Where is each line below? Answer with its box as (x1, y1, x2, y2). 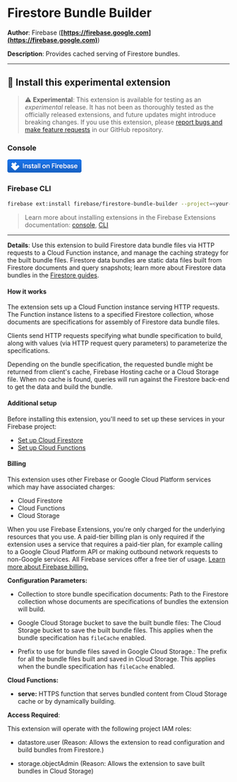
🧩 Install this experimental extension (7, 76, 171, 89)
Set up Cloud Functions (17, 443, 86, 452)
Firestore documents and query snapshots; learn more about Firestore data (7, 263, 226, 272)
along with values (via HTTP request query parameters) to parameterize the (7, 339, 228, 347)
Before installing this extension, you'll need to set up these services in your (7, 414, 226, 423)
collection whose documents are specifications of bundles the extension (17, 597, 229, 606)
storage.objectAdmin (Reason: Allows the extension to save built (17, 759, 205, 767)
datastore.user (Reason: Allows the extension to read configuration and (17, 738, 225, 746)
